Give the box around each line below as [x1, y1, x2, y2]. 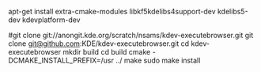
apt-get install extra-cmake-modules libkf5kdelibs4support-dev [8, 7, 216, 16]
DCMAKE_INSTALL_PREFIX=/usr [8, 55, 115, 65]
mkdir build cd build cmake [62, 47, 151, 56]
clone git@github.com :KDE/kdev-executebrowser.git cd [8, 39, 190, 48]
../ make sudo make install [115, 55, 201, 65]
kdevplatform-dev [22, 15, 81, 25]
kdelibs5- [217, 7, 248, 16]
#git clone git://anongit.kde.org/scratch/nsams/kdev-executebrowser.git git [8, 31, 254, 40]
